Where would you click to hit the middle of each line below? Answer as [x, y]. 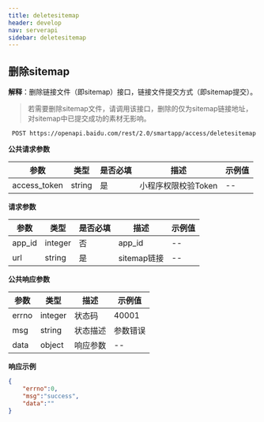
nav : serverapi [33, 30]
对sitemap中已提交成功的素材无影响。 [89, 118]
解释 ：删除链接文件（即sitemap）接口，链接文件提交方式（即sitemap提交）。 [133, 92]
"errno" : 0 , [40, 388]
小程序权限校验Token [179, 186]
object [52, 345]
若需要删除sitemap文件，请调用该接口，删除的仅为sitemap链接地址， [140, 109]
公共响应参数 [29, 279]
